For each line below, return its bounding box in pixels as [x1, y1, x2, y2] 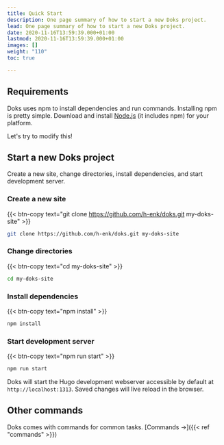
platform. [7, 118, 33, 127]
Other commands [7, 405, 84, 416]
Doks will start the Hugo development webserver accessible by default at [7, 378, 214, 386]
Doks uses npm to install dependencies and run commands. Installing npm [7, 104, 217, 112]
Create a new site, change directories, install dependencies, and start [7, 170, 203, 178]
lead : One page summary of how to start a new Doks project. [7, 23, 186, 29]
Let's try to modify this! [7, 131, 73, 140]
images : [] [7, 42, 38, 49]
